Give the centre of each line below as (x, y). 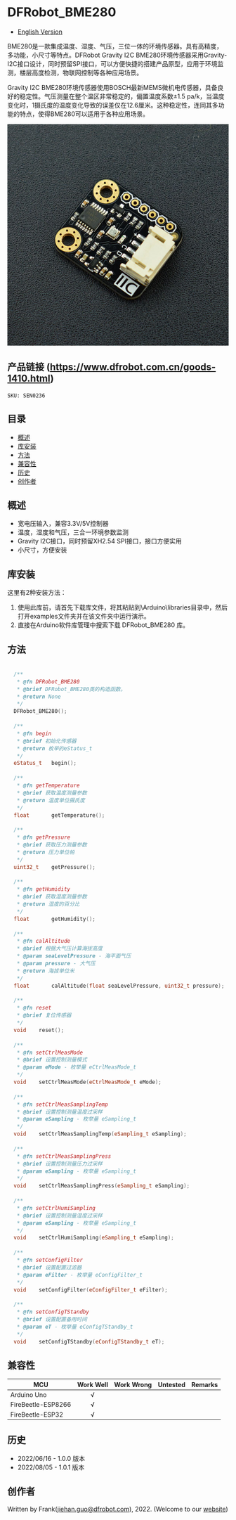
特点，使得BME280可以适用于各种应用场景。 (84, 114)
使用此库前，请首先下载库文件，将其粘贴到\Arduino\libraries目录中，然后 (123, 607)
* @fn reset (34, 1008)
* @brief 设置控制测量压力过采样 (60, 1164)
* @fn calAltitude (44, 941)
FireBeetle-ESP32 (37, 1415)
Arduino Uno (28, 1395)
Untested (172, 1384)
